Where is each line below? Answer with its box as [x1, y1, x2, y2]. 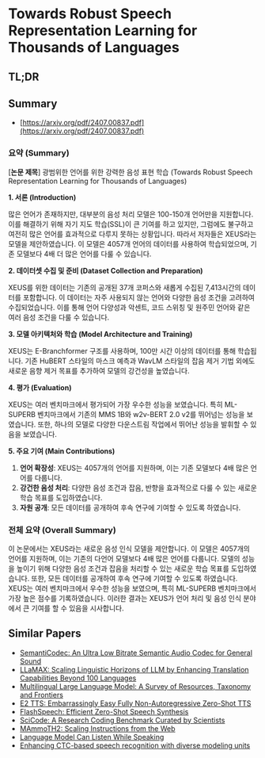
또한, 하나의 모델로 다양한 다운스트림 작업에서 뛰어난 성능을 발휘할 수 [37, 419, 249, 429]
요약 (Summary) [8, 147, 70, 159]
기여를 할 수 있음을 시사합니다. [31, 603, 124, 613]
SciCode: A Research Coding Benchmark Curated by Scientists [19, 715, 225, 725]
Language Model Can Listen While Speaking [19, 732, 165, 741]
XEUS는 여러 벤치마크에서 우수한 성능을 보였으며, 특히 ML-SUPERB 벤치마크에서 [8, 584, 257, 593]
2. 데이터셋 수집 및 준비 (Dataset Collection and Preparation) [8, 266, 203, 275]
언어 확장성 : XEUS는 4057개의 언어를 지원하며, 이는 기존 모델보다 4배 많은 [19, 463, 249, 473]
